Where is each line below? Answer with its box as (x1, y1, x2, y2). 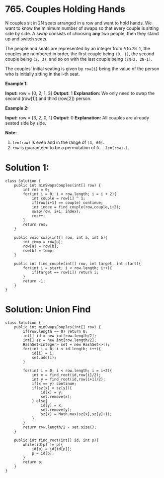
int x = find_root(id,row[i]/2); (31, 372, 101, 378)
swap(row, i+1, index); (31, 209, 81, 214)
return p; (23, 459, 43, 465)
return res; (23, 222, 48, 227)
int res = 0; (23, 187, 50, 192)
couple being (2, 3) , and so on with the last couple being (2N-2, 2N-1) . (5, 56, 153, 62)
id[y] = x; (40, 403, 64, 408)
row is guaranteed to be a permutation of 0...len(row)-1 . (12, 144, 129, 150)
